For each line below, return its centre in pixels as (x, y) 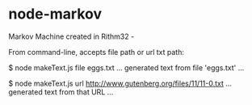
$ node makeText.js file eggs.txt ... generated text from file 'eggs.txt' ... (126, 67)
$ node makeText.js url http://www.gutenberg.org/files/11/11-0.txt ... (120, 83)
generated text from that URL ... (61, 92)
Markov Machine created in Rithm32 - (71, 36)
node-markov (55, 14)
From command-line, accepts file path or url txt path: (96, 52)
